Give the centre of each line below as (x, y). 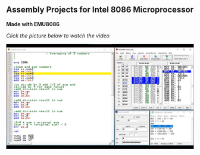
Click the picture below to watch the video (58, 36)
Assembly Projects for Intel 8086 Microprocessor (100, 10)
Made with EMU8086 (33, 24)
